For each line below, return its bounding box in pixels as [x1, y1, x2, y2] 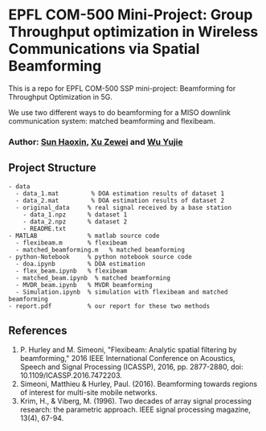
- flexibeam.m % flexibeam [15, 239, 128, 247]
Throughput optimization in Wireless [8, 23, 259, 41]
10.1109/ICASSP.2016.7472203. [19, 371, 123, 380]
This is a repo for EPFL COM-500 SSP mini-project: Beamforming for [8, 83, 236, 93]
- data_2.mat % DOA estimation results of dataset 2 [15, 196, 225, 204]
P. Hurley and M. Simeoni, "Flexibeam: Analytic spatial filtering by [19, 345, 237, 355]
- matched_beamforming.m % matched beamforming [15, 245, 185, 254]
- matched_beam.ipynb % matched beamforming [15, 273, 171, 282]
